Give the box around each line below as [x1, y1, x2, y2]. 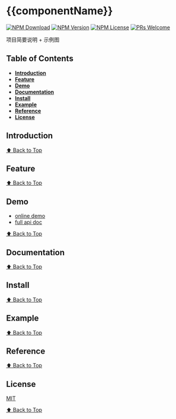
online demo [14, 212, 46, 220]
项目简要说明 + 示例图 [6, 36, 60, 43]
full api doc [14, 218, 43, 226]
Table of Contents [6, 53, 74, 64]
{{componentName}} [6, 4, 113, 18]
